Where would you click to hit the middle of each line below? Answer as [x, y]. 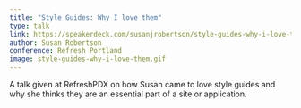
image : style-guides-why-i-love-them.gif [88, 59]
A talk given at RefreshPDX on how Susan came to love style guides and [142, 84]
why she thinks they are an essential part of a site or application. [129, 94]
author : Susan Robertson [56, 42]
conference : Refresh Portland [66, 51]
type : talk [30, 26]
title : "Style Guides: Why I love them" [86, 17]
